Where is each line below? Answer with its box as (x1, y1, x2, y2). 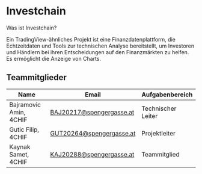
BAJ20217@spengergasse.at (50, 108, 135, 116)
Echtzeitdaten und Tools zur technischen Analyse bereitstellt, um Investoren (6, 42, 195, 49)
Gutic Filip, (9, 125, 40, 134)
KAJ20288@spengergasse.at (50, 150, 135, 158)
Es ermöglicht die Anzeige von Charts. (6, 55, 101, 62)
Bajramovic (9, 101, 41, 109)
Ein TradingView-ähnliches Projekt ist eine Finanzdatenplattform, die (6, 36, 176, 43)
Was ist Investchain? (6, 24, 57, 31)
